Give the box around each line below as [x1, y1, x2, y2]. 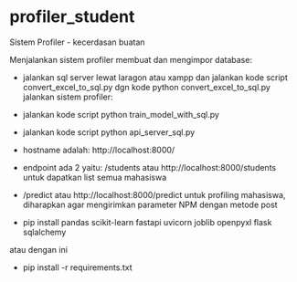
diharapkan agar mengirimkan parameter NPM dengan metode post [22, 199, 278, 210]
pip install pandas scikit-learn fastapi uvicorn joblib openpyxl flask [22, 216, 272, 227]
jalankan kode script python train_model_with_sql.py [22, 109, 219, 120]
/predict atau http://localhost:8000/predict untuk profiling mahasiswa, [22, 189, 286, 200]
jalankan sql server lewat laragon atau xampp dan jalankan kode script [22, 71, 288, 83]
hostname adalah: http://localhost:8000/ [22, 144, 175, 155]
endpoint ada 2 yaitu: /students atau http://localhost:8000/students [22, 162, 277, 172]
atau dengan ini [9, 244, 69, 255]
